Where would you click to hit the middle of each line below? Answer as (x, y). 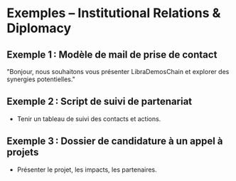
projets (23, 152)
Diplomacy (39, 28)
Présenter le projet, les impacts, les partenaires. (87, 170)
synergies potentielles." (41, 79)
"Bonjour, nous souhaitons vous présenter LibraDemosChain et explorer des (118, 72)
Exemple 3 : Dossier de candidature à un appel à (115, 141)
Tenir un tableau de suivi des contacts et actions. (89, 118)
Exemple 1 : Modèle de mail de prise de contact (112, 55)
